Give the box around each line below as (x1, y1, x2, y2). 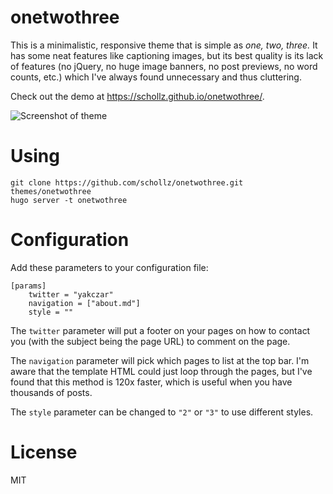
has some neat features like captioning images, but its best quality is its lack (10, 49, 324, 61)
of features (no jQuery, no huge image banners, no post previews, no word (10, 60, 318, 72)
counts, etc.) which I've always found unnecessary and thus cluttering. (10, 71, 302, 83)
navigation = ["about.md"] (28, 298, 141, 308)
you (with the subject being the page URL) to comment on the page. (10, 335, 291, 347)
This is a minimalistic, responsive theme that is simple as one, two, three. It (10, 39, 318, 51)
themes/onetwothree (10, 186, 92, 196)
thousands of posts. (10, 386, 93, 398)
